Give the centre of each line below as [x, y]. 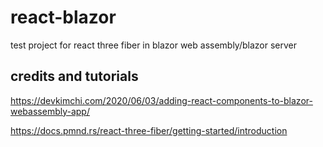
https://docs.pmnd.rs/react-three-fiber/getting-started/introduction [149, 130]
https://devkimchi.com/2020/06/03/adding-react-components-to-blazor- [161, 100]
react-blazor [63, 17]
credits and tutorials [74, 76]
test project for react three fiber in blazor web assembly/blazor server [154, 45]
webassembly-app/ [50, 111]
